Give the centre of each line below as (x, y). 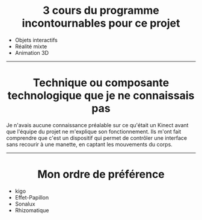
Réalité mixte (31, 46)
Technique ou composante (101, 83)
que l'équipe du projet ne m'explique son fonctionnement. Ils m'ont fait (94, 131)
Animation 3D (32, 52)
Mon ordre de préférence (101, 174)
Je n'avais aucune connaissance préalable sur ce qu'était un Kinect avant (97, 125)
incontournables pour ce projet (101, 23)
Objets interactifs (36, 40)
